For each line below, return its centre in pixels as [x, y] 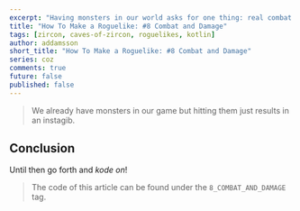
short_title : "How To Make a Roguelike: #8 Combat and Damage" [131, 51]
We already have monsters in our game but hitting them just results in [160, 110]
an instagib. [53, 120]
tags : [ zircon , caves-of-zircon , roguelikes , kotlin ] [113, 34]
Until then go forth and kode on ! [68, 170]
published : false [42, 85]
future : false [36, 77]
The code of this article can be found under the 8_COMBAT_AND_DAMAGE [159, 188]
